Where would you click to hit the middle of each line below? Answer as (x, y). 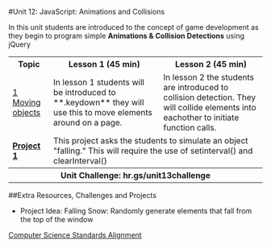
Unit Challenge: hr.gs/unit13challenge (135, 175)
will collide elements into (210, 107)
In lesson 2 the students (208, 77)
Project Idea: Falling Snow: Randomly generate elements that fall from (136, 211)
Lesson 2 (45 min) (211, 64)
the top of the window (56, 219)
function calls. (190, 128)
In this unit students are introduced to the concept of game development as (134, 27)
